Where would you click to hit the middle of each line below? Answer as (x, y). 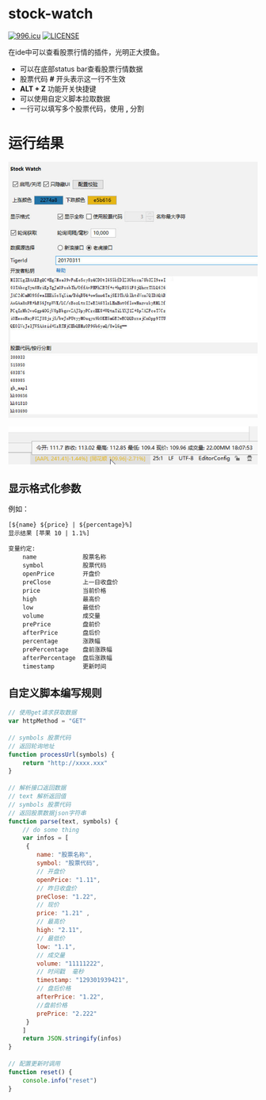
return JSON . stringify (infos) (72, 1039)
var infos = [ (46, 838)
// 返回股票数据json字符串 (47, 813)
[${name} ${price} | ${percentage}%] (70, 525)
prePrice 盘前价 (62, 624)
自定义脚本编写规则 (55, 693)
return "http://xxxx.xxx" (65, 763)
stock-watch (51, 14)
